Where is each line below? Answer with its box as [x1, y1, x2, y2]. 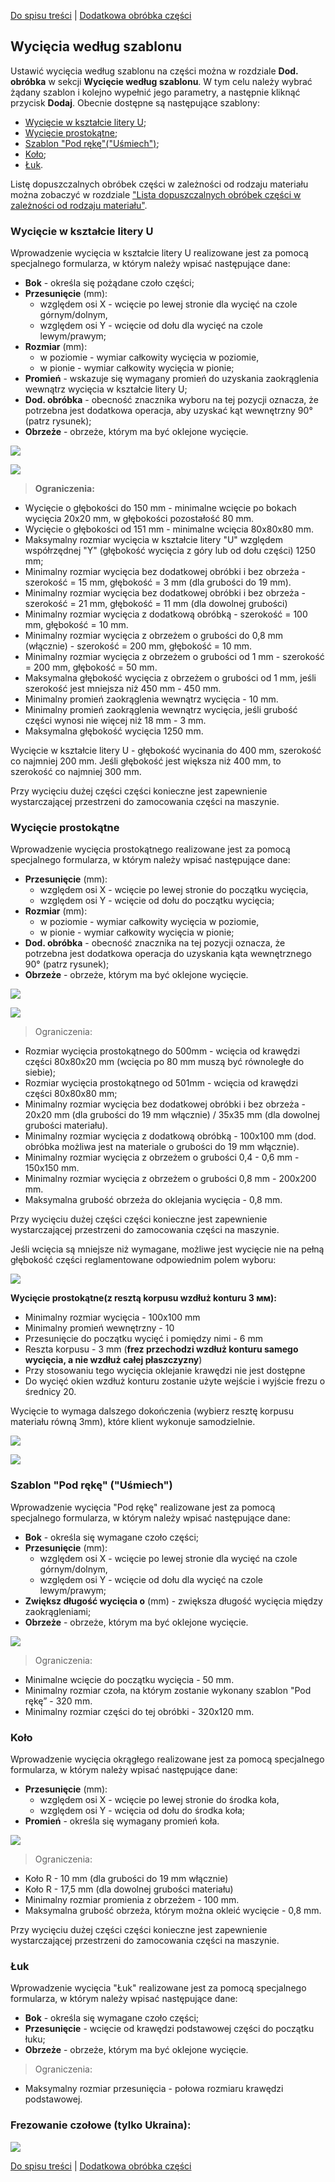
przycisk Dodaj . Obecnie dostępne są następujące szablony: [10, 96, 260, 109]
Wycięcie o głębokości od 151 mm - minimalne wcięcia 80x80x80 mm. [24, 523, 314, 535]
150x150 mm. [24, 1162, 80, 1174]
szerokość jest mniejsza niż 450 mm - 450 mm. [24, 683, 222, 695]
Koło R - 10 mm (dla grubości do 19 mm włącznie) [24, 1873, 229, 1884]
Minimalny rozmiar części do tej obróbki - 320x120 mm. [24, 1705, 255, 1717]
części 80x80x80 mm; [24, 1088, 118, 1100]
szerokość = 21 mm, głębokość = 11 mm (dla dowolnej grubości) [24, 598, 288, 610]
